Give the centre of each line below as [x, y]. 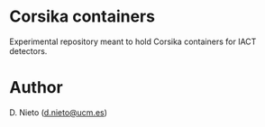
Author [36, 88]
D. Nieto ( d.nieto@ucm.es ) [59, 112]
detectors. [28, 50]
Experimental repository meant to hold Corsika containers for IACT [133, 41]
